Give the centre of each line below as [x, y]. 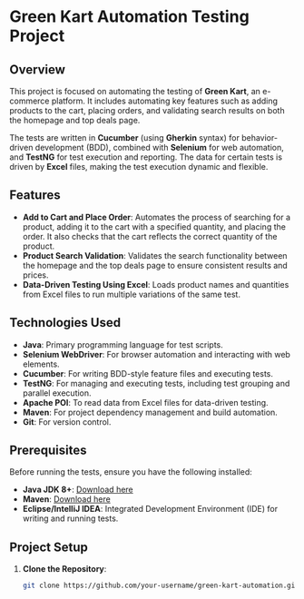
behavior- [260, 137]
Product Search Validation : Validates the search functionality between [155, 255]
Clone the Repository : [64, 569]
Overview [38, 69]
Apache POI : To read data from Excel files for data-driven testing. [146, 402]
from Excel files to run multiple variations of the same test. [131, 294]
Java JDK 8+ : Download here [78, 490]
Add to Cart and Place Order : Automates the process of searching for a [157, 217]
